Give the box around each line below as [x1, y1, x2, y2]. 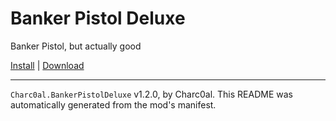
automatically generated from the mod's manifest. [10, 98, 217, 111]
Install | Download [10, 59, 85, 71]
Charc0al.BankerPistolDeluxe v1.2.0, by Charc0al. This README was [10, 88, 293, 100]
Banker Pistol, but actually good [10, 40, 142, 52]
